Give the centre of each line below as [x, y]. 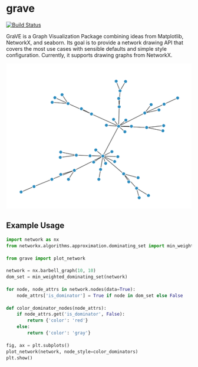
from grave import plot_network [46, 258]
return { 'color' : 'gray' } [59, 333]
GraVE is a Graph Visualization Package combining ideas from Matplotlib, [95, 36]
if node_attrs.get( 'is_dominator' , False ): [71, 314]
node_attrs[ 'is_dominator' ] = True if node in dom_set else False [100, 296]
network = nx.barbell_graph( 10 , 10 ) [51, 271]
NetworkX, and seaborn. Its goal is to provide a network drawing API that [95, 42]
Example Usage [35, 225]
